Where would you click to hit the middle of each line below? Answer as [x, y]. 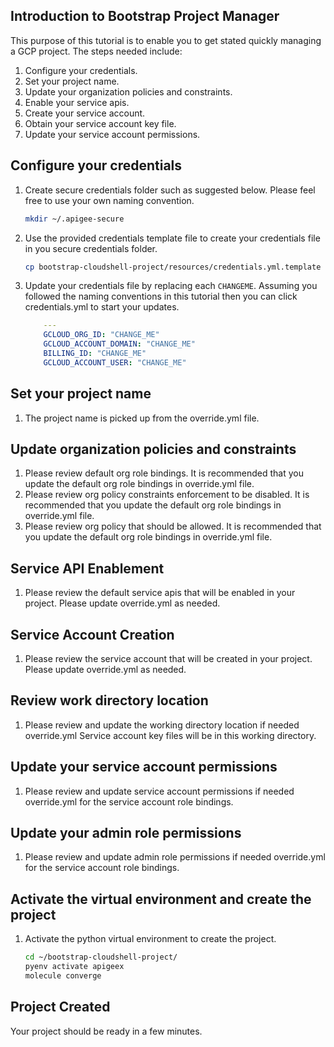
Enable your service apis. [77, 102]
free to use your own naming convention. [109, 200]
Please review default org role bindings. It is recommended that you [164, 473]
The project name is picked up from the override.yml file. [142, 418]
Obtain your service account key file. [100, 123]
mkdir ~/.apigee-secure [74, 219]
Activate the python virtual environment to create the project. [150, 939]
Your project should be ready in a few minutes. [106, 1031]
